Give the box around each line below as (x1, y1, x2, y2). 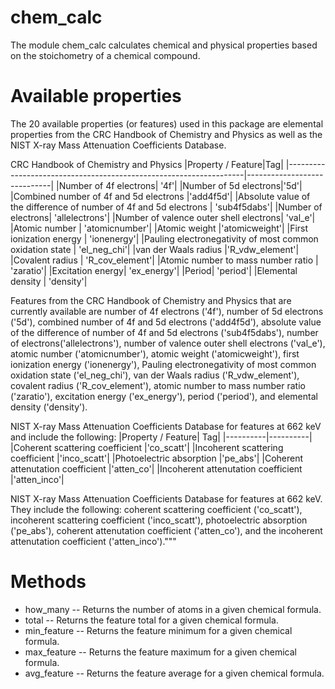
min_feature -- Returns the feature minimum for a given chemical (24, 624, 293, 636)
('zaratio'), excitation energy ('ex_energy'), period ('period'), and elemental (10, 390, 318, 402)
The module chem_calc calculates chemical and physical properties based (10, 39, 318, 51)
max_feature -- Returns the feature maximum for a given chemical (24, 646, 297, 658)
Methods (10, 571, 87, 593)
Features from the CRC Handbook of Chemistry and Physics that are (10, 294, 292, 306)
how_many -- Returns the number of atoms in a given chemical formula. (24, 603, 322, 615)
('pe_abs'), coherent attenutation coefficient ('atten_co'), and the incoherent (10, 524, 323, 536)
